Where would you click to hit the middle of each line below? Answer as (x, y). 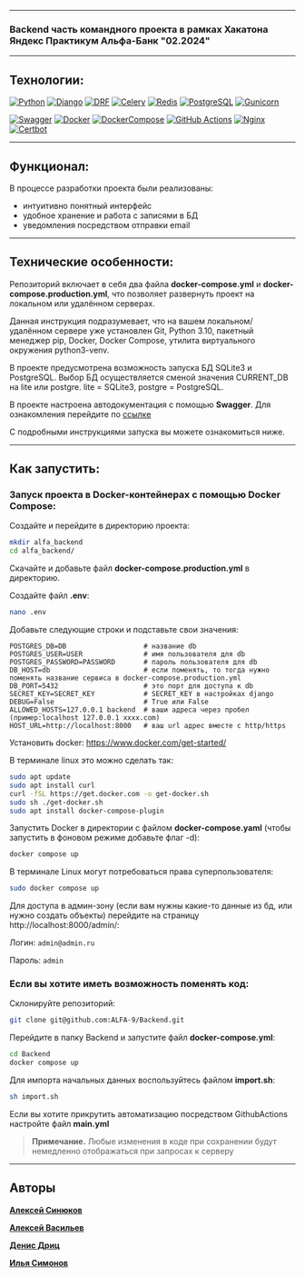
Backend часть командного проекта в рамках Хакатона (139, 29)
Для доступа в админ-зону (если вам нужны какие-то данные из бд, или (151, 906)
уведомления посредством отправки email (106, 224)
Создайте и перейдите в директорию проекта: (100, 526)
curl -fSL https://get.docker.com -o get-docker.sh (109, 793)
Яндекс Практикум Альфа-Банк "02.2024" (110, 40)
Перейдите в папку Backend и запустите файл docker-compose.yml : (143, 1038)
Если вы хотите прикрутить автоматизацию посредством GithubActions (149, 1113)
